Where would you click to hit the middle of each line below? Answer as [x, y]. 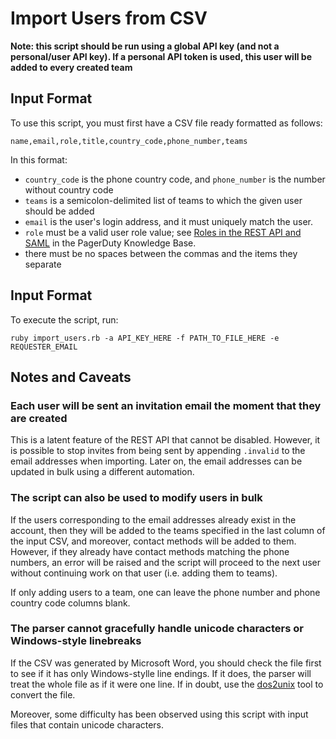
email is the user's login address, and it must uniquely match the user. [168, 221]
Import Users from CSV [109, 18]
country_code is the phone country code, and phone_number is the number [175, 179]
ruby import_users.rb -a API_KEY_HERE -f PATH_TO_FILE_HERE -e [145, 338]
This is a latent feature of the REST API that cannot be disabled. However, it [165, 440]
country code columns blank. [70, 603]
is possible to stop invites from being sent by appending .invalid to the [158, 451]
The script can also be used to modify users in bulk [136, 498]
